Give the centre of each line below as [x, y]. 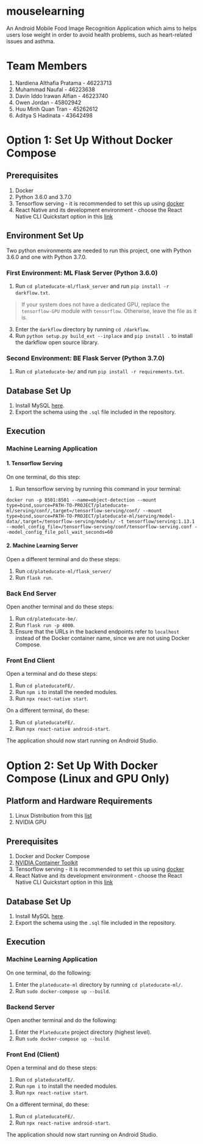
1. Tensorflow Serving [34, 463]
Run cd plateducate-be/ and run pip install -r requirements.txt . [100, 372]
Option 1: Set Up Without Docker [90, 140]
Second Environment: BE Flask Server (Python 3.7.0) [86, 358]
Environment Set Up [45, 236]
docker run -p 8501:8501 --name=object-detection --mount [81, 500]
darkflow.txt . [32, 293]
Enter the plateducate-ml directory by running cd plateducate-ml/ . [99, 984]
